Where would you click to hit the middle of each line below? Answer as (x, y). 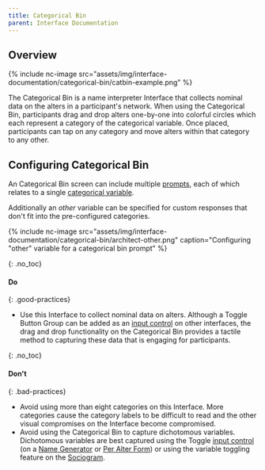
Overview (33, 55)
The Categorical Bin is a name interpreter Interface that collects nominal (125, 98)
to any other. (29, 140)
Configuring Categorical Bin (78, 164)
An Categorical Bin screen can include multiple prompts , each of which (124, 184)
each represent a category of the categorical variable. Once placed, (119, 123)
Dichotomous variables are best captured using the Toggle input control (137, 440)
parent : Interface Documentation (63, 23)
